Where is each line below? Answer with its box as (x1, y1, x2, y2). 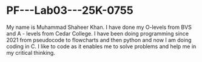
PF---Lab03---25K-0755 (6, 4, 133, 17)
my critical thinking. (6, 49, 56, 56)
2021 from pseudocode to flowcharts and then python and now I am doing (6, 36, 192, 43)
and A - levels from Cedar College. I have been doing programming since (6, 29, 189, 37)
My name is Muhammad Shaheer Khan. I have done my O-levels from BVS (6, 23, 192, 31)
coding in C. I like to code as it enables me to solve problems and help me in (6, 43, 197, 50)
